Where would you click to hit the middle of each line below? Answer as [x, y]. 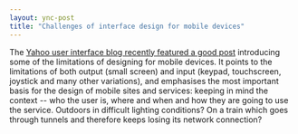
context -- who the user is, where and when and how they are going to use [149, 100]
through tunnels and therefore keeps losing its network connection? [136, 120]
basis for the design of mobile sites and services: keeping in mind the [139, 91]
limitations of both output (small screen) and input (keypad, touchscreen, [145, 71]
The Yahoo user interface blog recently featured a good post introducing [145, 52]
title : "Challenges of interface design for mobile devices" [127, 26]
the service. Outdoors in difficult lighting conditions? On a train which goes [149, 110]
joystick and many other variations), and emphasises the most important [144, 81]
